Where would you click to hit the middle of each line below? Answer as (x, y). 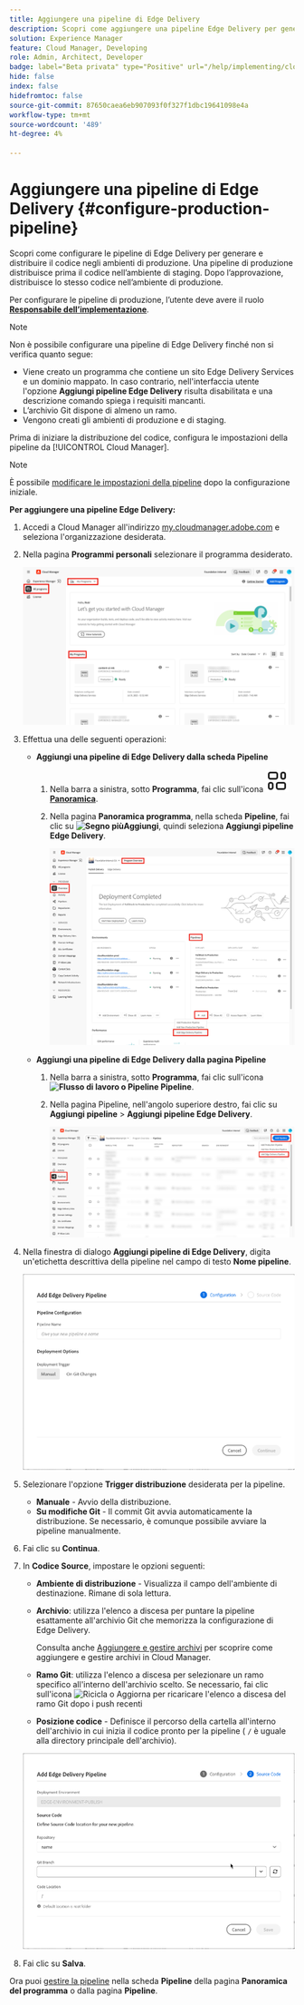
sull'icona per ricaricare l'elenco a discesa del (161, 1694)
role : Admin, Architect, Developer (76, 58)
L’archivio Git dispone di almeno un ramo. (100, 410)
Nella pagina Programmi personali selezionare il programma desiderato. (157, 554)
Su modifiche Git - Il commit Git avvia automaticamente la (144, 1511)
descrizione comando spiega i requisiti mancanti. (114, 400)
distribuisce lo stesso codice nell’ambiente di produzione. (116, 282)
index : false (34, 86)
